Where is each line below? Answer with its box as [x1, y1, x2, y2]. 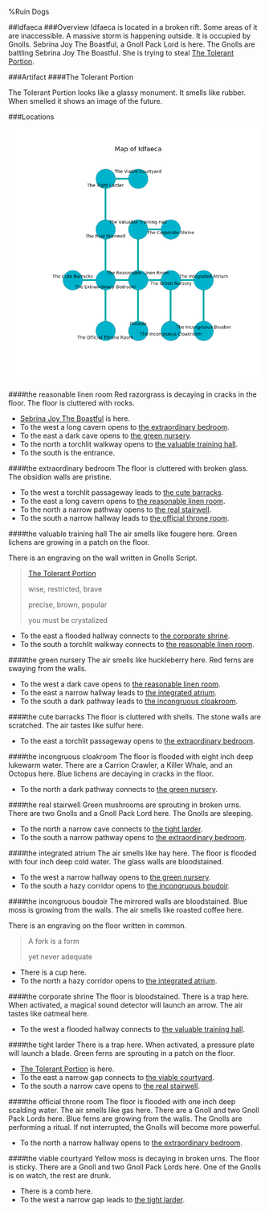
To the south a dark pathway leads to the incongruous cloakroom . [19, 696, 238, 706]
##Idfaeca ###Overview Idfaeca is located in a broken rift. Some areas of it [8, 23, 258, 31]
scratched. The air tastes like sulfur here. [8, 720, 145, 730]
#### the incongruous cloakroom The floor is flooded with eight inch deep [8, 752, 254, 761]
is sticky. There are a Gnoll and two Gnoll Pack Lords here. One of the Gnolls [8, 1162, 262, 1172]
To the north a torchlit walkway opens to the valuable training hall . [19, 439, 238, 449]
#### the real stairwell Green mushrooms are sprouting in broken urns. [8, 800, 242, 810]
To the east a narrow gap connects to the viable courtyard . [19, 1073, 215, 1082]
